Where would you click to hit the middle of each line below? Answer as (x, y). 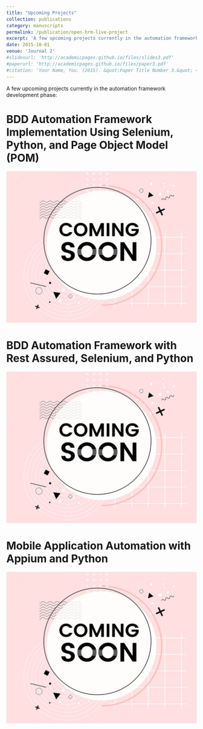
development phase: (32, 95)
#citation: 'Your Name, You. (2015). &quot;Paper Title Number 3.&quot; (100, 70)
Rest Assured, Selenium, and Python (100, 358)
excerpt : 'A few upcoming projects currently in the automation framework (102, 38)
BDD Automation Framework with (92, 345)
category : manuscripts (35, 25)
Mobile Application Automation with (99, 546)
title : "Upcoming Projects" (42, 13)
